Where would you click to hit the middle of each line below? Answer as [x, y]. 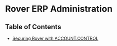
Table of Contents [33, 27]
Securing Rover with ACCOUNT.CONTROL [55, 38]
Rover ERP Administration [59, 9]
